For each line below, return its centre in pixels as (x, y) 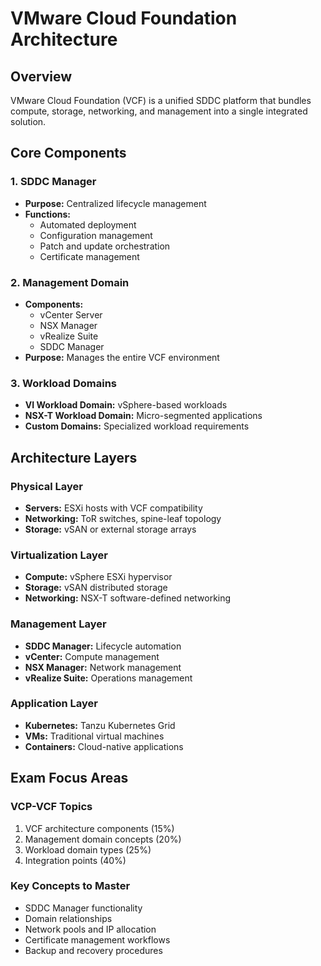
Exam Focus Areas (69, 778)
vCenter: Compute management (92, 656)
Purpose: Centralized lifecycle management (115, 203)
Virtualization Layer (59, 555)
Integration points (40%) (75, 860)
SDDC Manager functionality (83, 908)
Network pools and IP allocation (90, 929)
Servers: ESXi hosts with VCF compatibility (113, 508)
